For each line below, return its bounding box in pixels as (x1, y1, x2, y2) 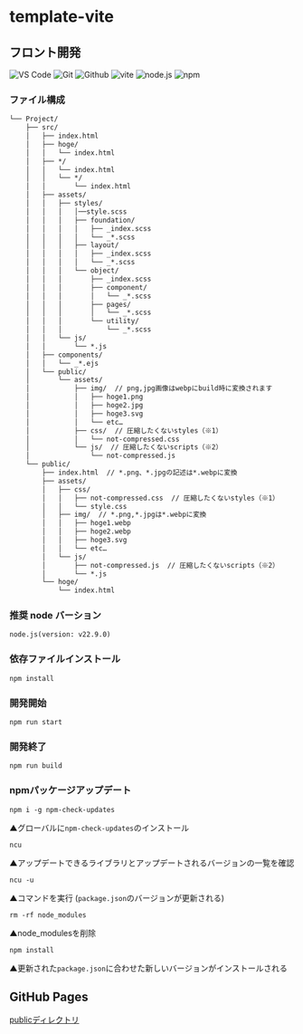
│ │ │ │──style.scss (25, 206, 128, 216)
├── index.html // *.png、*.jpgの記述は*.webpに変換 (42, 468, 238, 477)
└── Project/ (9, 115, 59, 124)
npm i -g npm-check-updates (9, 805, 116, 814)
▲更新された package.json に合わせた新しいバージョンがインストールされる (9, 962, 288, 973)
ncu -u (9, 876, 34, 885)
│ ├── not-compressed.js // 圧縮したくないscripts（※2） (42, 560, 279, 570)
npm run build (9, 761, 63, 771)
